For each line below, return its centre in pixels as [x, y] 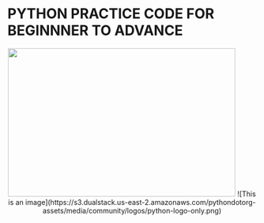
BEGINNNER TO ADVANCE [95, 30]
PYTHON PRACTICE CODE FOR [111, 14]
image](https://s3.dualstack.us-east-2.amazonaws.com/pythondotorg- [141, 202]
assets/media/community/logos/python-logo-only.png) [132, 210]
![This [247, 194]
